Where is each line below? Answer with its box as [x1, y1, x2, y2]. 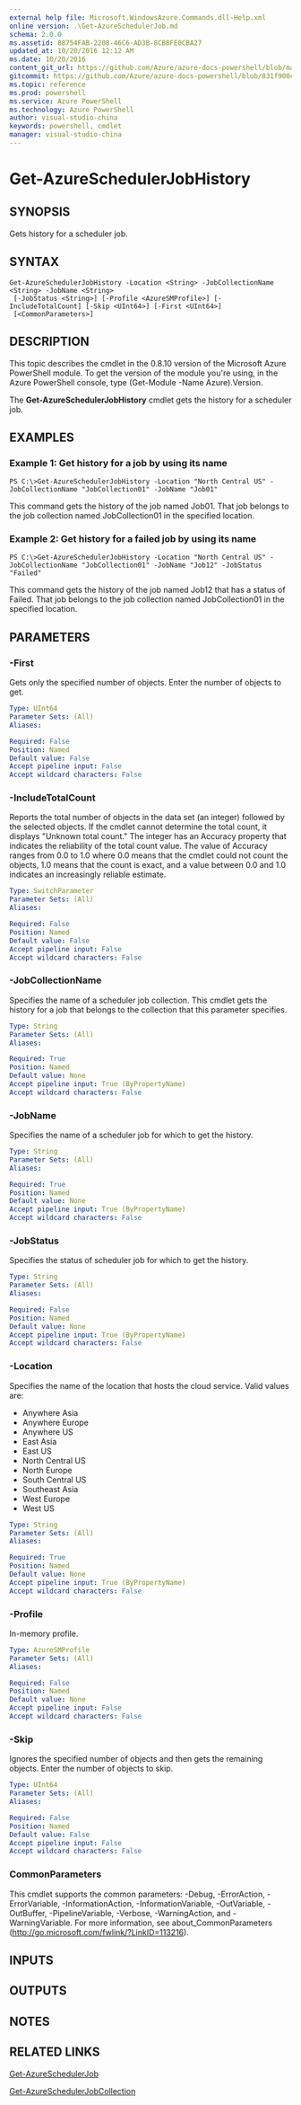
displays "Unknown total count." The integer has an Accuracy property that [9, 831, 287, 842]
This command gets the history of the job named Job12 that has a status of [9, 585, 286, 596]
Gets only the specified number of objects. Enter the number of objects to [9, 677, 282, 688]
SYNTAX [9, 254, 60, 270]
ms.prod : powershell [9, 88, 87, 97]
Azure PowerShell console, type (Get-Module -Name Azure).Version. [9, 376, 263, 387]
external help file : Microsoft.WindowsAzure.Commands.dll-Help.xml [9, 13, 267, 22]
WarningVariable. [9, 1917, 73, 1928]
